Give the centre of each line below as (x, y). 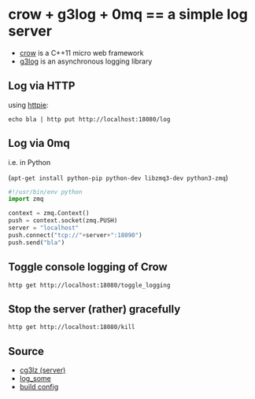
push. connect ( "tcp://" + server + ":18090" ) (76, 235)
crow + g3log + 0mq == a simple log (128, 15)
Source (26, 351)
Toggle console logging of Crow (88, 267)
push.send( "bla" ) (37, 242)
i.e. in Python (30, 162)
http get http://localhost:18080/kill (72, 328)
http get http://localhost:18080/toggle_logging (89, 285)
